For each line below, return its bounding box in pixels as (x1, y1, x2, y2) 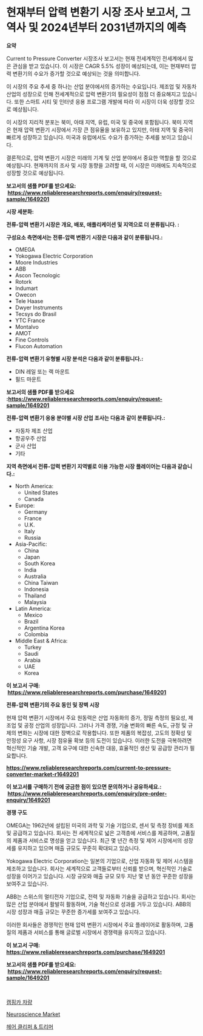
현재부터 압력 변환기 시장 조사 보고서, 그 (6, 5, 191, 19)
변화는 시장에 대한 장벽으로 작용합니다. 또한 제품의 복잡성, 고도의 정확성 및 (17, 729, 192, 736)
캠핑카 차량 (6, 998, 33, 1006)
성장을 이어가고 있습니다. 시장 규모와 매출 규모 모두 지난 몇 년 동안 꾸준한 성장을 (6, 872, 194, 880)
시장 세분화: (6, 207, 35, 215)
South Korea (24, 559, 56, 567)
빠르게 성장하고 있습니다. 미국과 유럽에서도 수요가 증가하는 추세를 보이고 (6, 133, 176, 141)
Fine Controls (15, 336, 49, 343)
